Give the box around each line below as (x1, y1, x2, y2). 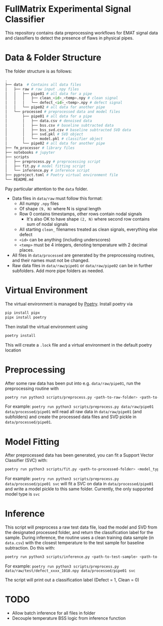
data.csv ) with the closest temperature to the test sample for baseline (5, 540, 145, 546)
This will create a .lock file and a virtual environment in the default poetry (5, 342, 152, 348)
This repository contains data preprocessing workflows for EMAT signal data (5, 30, 158, 36)
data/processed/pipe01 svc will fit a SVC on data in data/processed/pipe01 (5, 481, 154, 487)
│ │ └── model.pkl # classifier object (5, 136, 103, 142)
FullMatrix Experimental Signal (5, 3, 131, 15)
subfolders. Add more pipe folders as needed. (12, 268, 104, 274)
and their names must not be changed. (12, 258, 90, 263)
